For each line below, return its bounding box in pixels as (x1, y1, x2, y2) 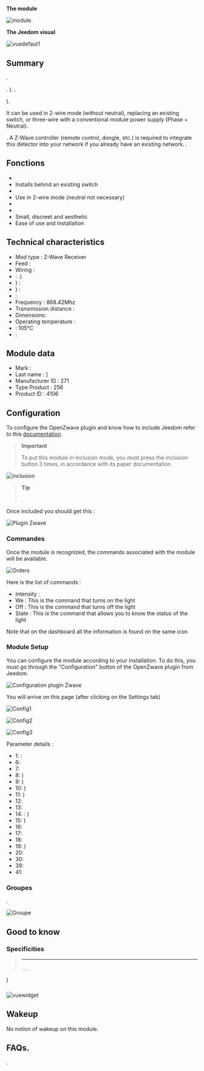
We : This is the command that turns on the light (15, 596, 135, 604)
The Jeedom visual (6, 29, 56, 36)
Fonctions (6, 158, 46, 168)
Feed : (15, 260, 32, 267)
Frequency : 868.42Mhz (15, 298, 76, 306)
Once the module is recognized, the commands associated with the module (6, 548, 195, 556)
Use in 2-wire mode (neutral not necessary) (15, 193, 125, 201)
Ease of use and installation (15, 219, 84, 227)
